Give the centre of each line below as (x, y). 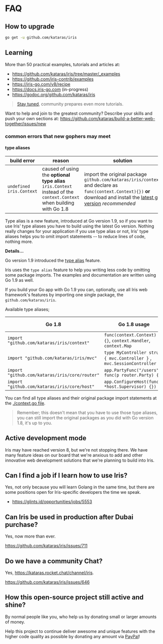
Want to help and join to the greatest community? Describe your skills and (79, 113)
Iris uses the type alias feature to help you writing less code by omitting (78, 270)
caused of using (60, 169)
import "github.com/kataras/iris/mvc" (52, 358)
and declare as (101, 185)
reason (61, 160)
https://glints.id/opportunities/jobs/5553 (52, 502)
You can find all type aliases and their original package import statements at (81, 398)
